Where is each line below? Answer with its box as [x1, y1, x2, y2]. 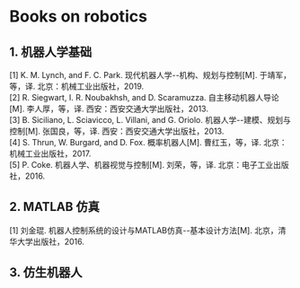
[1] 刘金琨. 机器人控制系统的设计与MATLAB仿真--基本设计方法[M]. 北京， [9, 224, 278, 235]
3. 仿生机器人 [9, 265, 83, 280]
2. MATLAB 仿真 [9, 199, 101, 214]
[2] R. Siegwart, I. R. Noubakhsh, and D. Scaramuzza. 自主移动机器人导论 [9, 92, 280, 102]
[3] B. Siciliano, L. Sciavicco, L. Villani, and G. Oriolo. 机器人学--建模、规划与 [9, 115, 292, 125]
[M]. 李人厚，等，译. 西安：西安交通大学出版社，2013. [9, 103, 209, 114]
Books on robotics [9, 6, 148, 27]
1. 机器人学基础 [9, 44, 93, 59]
